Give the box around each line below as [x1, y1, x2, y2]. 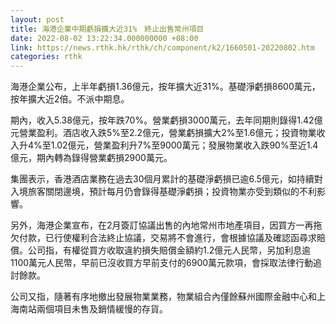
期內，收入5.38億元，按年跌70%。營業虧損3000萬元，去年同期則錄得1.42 [10, 114, 315, 126]
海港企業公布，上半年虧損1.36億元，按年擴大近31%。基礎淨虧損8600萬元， [10, 81, 321, 93]
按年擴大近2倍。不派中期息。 [10, 93, 130, 105]
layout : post [10, 14, 65, 25]
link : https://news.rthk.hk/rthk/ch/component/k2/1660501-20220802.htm [10, 42, 315, 53]
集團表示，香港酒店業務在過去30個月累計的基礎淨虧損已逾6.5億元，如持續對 [10, 173, 323, 185]
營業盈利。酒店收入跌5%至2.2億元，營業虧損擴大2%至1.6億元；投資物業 [18, 127, 317, 139]
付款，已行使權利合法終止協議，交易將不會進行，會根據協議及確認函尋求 [18, 232, 317, 244]
